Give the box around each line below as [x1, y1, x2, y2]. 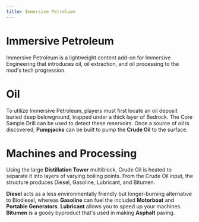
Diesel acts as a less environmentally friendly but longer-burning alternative [6, 191, 192, 198]
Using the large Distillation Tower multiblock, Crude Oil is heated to [6, 166, 172, 173]
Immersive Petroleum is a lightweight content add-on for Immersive [6, 54, 171, 61]
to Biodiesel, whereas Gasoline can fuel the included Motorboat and [6, 196, 175, 204]
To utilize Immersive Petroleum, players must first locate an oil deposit [6, 107, 178, 114]
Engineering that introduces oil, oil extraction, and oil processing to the [6, 60, 179, 67]
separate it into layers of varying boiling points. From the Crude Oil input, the [6, 173, 194, 180]
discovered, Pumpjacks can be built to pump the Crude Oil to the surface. [6, 126, 188, 133]
